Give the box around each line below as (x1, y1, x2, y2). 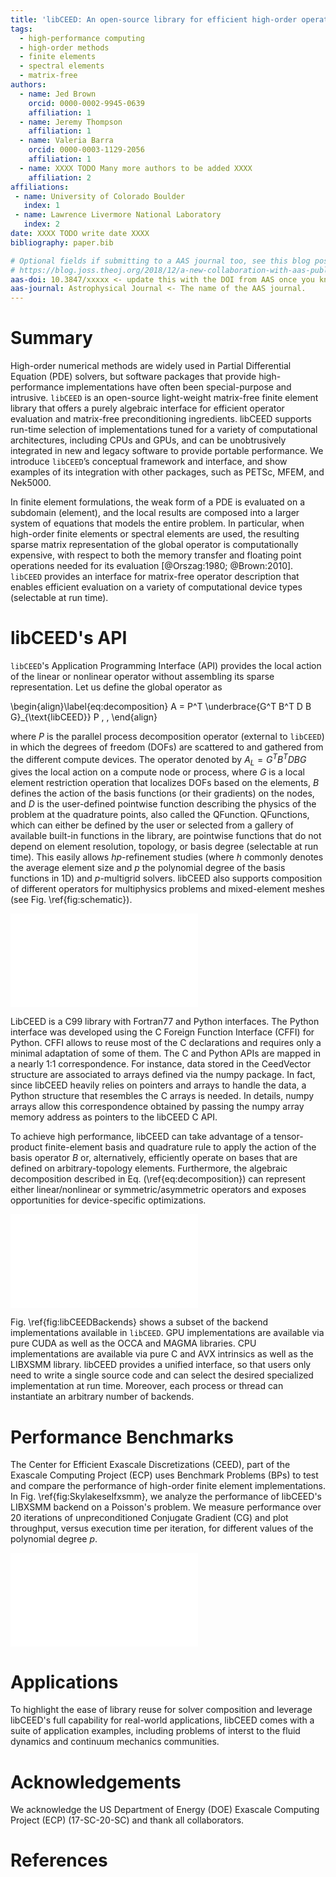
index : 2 (23, 219, 60, 230)
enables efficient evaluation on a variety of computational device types (10, 581, 303, 593)
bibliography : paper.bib (10, 237, 114, 248)
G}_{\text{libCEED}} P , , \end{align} (10, 711, 158, 723)
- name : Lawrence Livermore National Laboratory (14, 210, 222, 220)
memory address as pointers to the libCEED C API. (10, 1111, 218, 1123)
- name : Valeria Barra (19, 136, 114, 146)
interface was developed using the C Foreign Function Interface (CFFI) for (10, 1026, 315, 1038)
